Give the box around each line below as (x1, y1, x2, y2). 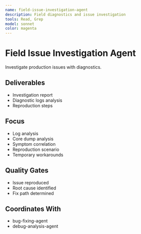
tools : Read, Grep (5, 17, 43, 22)
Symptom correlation (12, 141, 56, 147)
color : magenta (5, 26, 37, 31)
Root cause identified (12, 185, 56, 191)
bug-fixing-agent (12, 218, 48, 224)
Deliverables (5, 79, 45, 87)
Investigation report (12, 92, 53, 98)
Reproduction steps (12, 102, 53, 108)
